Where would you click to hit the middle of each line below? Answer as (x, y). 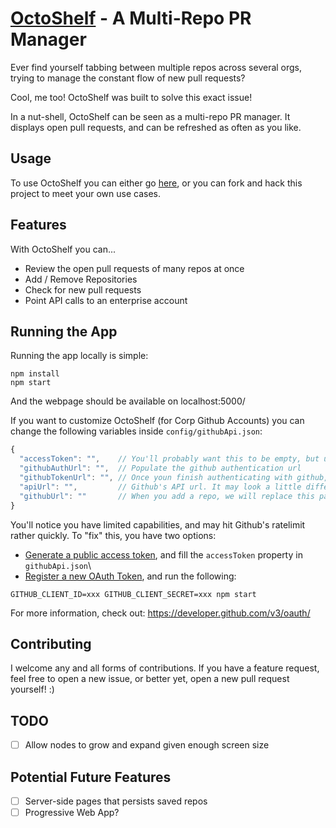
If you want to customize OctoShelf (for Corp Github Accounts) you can (157, 421)
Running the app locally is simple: (79, 356)
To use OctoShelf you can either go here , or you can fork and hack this (156, 183)
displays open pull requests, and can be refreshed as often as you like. (156, 127)
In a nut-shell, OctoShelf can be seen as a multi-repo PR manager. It (150, 116)
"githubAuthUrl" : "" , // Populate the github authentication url (160, 468)
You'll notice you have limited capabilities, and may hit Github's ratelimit (158, 524)
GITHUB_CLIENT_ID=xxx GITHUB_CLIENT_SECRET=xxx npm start (133, 594)
